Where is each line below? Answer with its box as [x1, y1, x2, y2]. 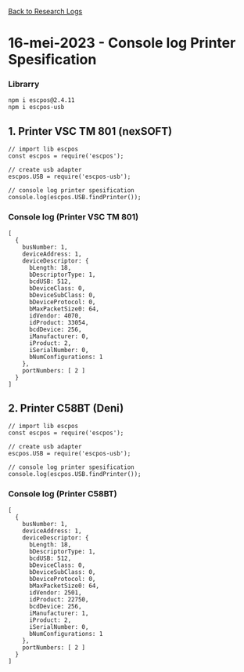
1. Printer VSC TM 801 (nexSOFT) [8, 125, 173, 138]
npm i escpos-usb [8, 104, 65, 111]
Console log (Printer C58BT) [8, 489, 117, 499]
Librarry [8, 78, 40, 89]
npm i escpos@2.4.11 [8, 96, 76, 104]
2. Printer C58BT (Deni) [8, 401, 124, 415]
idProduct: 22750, [28, 595, 89, 603]
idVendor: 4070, [28, 311, 82, 320]
